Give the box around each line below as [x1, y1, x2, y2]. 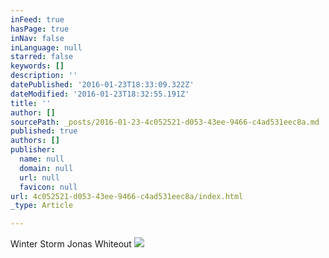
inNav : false [10, 33, 65, 43]
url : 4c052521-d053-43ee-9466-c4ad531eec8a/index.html [10, 191, 244, 201]
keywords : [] [10, 61, 65, 71]
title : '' [10, 98, 52, 108]
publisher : [10, 145, 56, 155]
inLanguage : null [10, 42, 83, 53]
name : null [19, 154, 65, 164]
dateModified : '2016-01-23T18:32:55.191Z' [10, 89, 190, 99]
